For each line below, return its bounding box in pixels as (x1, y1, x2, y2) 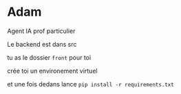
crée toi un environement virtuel (7, 67, 98, 75)
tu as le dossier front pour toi (7, 53, 92, 62)
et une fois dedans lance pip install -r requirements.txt (7, 80, 174, 88)
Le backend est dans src (7, 40, 77, 48)
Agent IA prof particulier (7, 27, 76, 35)
